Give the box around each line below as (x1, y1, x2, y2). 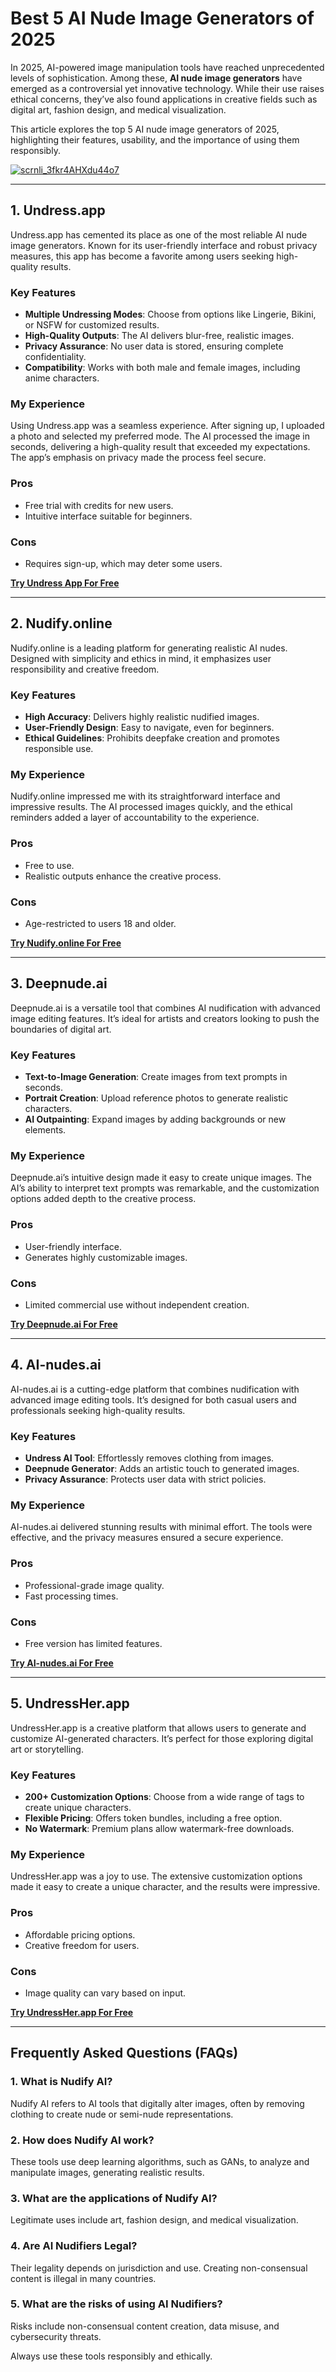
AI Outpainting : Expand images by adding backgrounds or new (24, 1113, 287, 1126)
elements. (24, 1124, 67, 1136)
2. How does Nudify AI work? (10, 2133, 155, 2147)
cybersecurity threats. (10, 2330, 102, 2342)
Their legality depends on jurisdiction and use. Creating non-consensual (10, 2262, 308, 2274)
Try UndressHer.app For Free (10, 2006, 134, 2018)
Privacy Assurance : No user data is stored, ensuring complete (24, 340, 284, 352)
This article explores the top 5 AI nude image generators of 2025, (10, 123, 280, 135)
